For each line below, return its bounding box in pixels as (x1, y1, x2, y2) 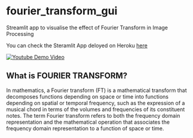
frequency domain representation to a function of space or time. (6, 124, 164, 132)
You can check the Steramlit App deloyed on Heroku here (6, 42, 148, 49)
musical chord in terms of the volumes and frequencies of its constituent (6, 106, 185, 113)
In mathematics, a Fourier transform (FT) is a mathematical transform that (6, 87, 187, 94)
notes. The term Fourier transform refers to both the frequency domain (6, 112, 180, 119)
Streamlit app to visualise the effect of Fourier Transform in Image (6, 24, 169, 31)
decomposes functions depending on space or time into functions (6, 93, 169, 100)
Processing (6, 30, 34, 37)
